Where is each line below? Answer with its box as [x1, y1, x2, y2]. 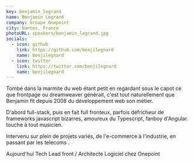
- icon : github [11, 42, 49, 48]
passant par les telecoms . [6, 139, 70, 146]
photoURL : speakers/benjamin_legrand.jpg [6, 31, 109, 36]
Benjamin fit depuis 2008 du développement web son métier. [6, 98, 154, 105]
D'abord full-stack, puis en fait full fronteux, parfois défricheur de [6, 109, 164, 116]
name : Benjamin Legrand [6, 14, 64, 20]
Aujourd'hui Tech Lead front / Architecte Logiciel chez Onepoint [6, 151, 160, 158]
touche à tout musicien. [6, 121, 63, 128]
